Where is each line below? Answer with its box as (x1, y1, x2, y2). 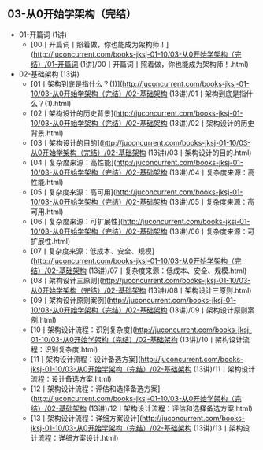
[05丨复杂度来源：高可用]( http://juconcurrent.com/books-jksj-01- (30, 187, 243, 197)
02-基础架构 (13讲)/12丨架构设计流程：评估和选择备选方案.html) (46, 404, 253, 413)
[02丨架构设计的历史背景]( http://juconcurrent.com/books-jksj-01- (30, 109, 243, 118)
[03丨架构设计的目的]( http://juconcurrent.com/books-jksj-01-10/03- (30, 138, 251, 147)
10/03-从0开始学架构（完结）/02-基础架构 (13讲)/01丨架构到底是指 (30, 89, 246, 98)
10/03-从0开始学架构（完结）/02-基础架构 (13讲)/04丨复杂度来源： (30, 168, 249, 177)
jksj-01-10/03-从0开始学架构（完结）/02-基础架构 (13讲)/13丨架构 (30, 423, 243, 433)
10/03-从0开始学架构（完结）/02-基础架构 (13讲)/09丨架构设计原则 (30, 305, 248, 315)
